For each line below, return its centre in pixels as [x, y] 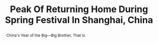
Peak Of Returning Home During [79, 9]
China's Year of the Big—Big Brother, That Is [45, 35]
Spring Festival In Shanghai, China [79, 20]
